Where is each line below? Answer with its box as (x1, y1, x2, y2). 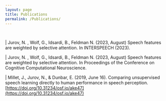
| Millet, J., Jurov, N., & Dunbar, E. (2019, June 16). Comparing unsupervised (5, 75, 160, 81)
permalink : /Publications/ (5, 16, 61, 21)
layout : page (5, 7, 32, 12)
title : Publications (5, 12, 48, 17)
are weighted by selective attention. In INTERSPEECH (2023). (5, 45, 130, 51)
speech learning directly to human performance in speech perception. (5, 80, 149, 86)
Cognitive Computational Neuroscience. (5, 65, 87, 71)
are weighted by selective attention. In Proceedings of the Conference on (5, 60, 155, 66)
